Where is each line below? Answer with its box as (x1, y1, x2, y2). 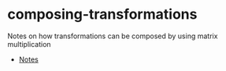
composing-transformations (7, 5, 198, 23)
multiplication (7, 39, 52, 48)
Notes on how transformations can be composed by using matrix (7, 31, 218, 41)
